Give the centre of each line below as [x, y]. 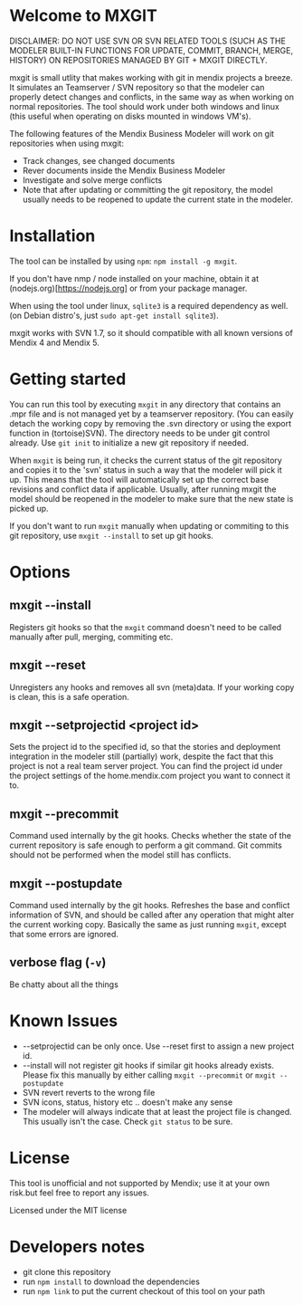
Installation [52, 236]
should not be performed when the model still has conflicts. [120, 855]
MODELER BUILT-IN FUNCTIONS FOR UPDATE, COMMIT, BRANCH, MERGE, [151, 50]
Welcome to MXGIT [84, 16]
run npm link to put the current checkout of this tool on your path [143, 1291]
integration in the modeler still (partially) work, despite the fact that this [142, 756]
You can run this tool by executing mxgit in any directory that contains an [145, 404]
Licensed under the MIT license [68, 1210]
